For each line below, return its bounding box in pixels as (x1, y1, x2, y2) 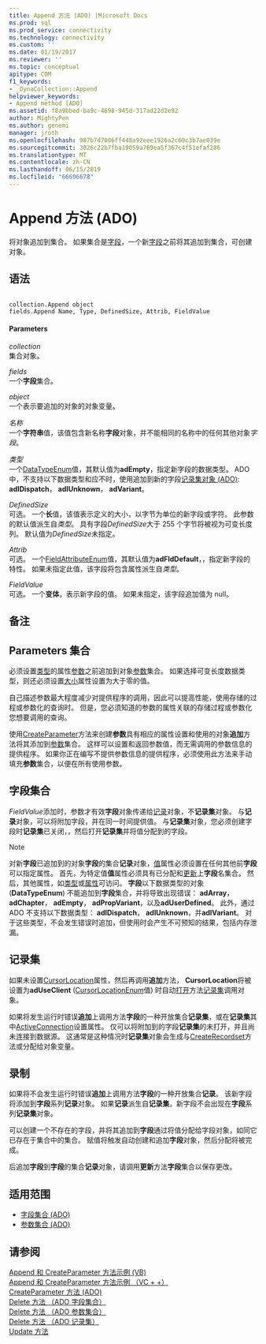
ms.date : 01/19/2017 (9, 48, 77, 56)
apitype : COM (9, 70, 52, 78)
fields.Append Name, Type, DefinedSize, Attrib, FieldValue (9, 307, 211, 316)
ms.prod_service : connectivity (9, 26, 112, 34)
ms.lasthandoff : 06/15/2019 (9, 166, 102, 174)
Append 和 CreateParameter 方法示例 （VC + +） (9, 1278, 168, 1287)
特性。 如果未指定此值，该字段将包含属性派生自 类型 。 (9, 563, 183, 573)
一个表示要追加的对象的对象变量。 (9, 401, 120, 410)
